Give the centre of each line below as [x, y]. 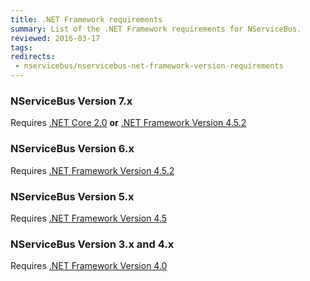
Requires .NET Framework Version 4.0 [89, 266]
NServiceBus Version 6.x [72, 149]
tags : [21, 47]
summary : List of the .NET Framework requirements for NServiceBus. [156, 29]
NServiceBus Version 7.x [71, 101]
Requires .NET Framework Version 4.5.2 [92, 170]
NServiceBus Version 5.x [72, 196]
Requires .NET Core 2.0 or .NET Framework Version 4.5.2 [128, 123]
